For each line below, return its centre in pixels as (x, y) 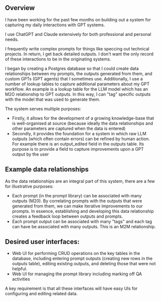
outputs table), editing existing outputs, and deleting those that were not (84, 264)
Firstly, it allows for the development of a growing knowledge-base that (83, 118)
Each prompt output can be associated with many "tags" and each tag (82, 221)
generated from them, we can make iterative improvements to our (77, 206)
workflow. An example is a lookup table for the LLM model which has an (77, 89)
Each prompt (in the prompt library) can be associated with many (77, 195)
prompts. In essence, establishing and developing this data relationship (83, 211)
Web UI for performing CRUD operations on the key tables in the (76, 253)
